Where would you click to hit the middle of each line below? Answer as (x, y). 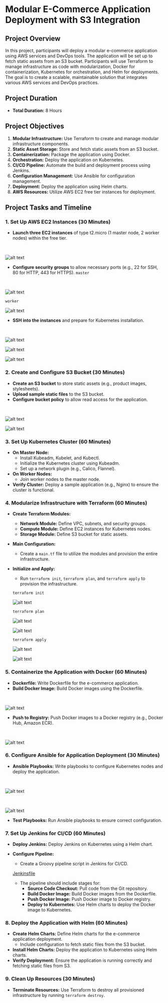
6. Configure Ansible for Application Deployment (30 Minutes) (82, 755)
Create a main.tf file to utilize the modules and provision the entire (89, 554)
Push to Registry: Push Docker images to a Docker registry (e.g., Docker (88, 718)
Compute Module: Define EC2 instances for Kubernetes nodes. (86, 529)
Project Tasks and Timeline (48, 208)
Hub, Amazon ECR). (33, 723)
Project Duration (31, 98)
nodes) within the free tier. (40, 238)
